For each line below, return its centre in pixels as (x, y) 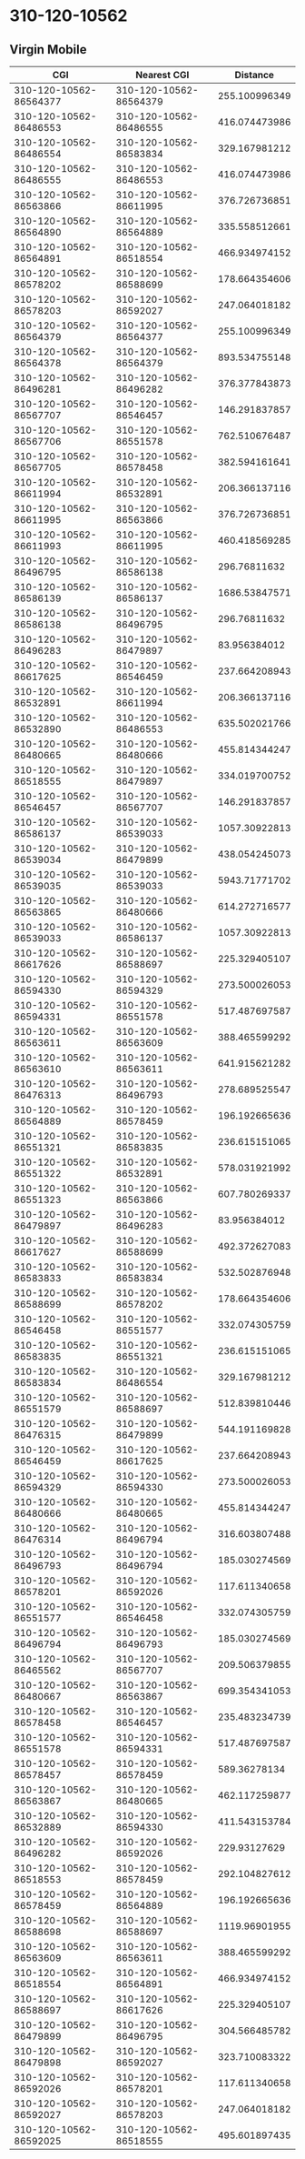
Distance (255, 75)
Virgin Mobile (48, 50)
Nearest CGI (162, 75)
